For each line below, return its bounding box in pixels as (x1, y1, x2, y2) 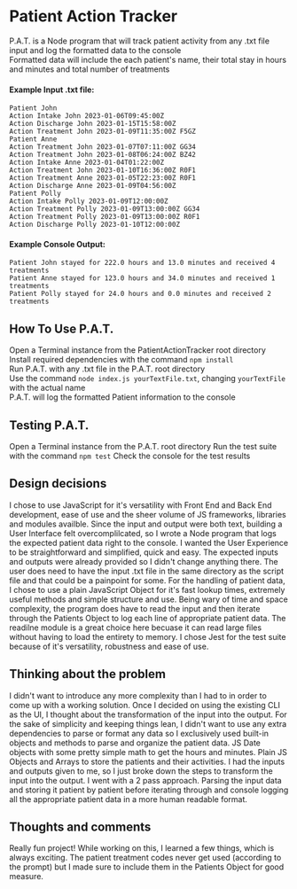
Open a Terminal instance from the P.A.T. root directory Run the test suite (9, 441, 277, 451)
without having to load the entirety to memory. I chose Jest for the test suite (9, 631, 286, 642)
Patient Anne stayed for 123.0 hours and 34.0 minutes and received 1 (9, 274, 276, 283)
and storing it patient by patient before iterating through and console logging (9, 784, 289, 795)
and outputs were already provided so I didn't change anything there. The (9, 556, 278, 566)
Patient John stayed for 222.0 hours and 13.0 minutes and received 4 (9, 259, 276, 268)
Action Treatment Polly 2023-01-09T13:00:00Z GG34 (9, 205, 200, 214)
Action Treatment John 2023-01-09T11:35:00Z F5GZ (9, 127, 197, 136)
